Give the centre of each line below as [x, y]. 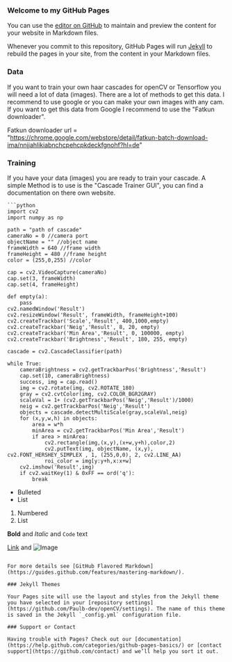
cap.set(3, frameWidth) [42, 278]
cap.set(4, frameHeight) [43, 284]
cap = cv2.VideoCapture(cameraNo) [57, 272]
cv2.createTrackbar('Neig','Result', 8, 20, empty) [83, 327]
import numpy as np [35, 218]
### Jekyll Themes [34, 584]
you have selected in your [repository [65, 603]
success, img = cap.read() [59, 382]
